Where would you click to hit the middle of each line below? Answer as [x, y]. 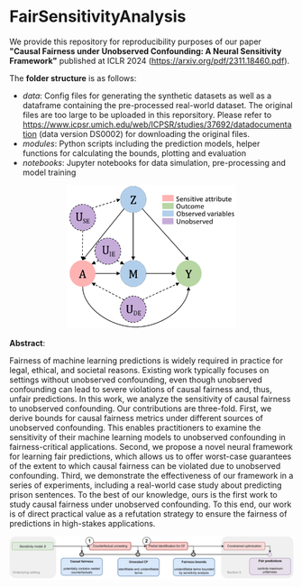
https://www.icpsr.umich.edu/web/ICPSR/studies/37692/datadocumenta [157, 124]
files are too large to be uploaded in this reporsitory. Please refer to [147, 115]
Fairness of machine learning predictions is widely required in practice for [146, 360]
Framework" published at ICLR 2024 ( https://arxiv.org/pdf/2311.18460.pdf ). [150, 60]
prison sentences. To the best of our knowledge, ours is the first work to [143, 494]
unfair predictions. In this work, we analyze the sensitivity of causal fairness [150, 399]
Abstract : [27, 343]
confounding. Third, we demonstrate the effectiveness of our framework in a [151, 475]
